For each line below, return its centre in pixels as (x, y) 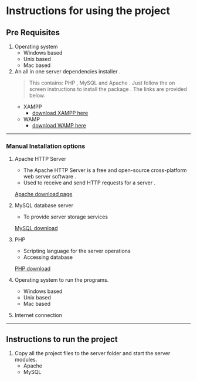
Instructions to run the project (62, 339)
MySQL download (36, 228)
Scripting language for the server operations (77, 251)
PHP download (33, 269)
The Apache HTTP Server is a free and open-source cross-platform (105, 170)
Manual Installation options (46, 146)
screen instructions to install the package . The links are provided (108, 89)
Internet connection (38, 315)
